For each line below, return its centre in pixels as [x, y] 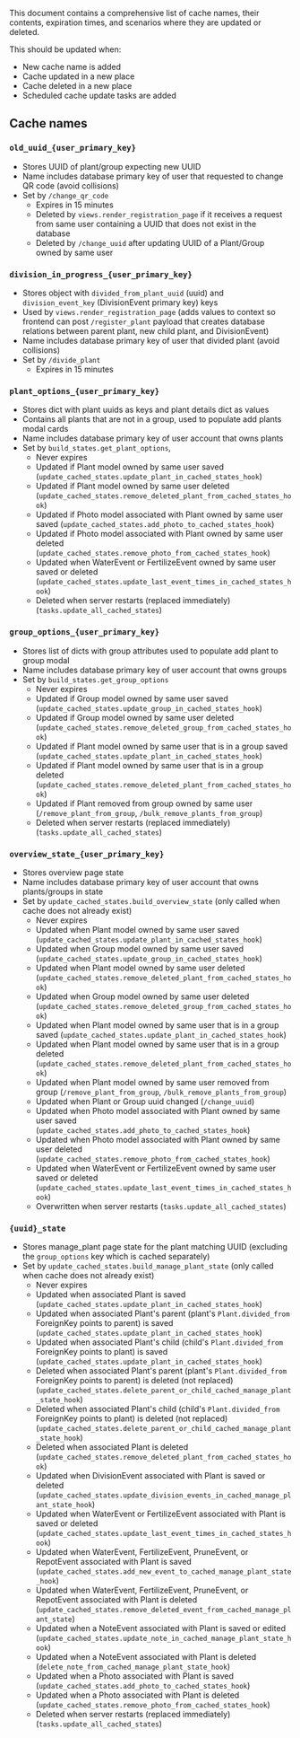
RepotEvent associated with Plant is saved [114, 1562]
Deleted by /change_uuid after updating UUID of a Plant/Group [150, 242]
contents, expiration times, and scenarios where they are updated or [135, 22]
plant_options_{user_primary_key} [84, 391]
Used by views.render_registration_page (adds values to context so [149, 312]
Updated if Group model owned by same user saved [132, 698]
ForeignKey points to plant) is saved [102, 1352]
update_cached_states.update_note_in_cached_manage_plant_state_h [165, 1639]
